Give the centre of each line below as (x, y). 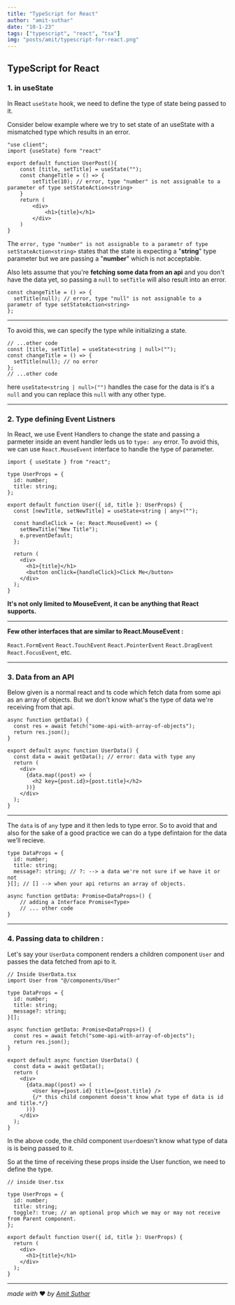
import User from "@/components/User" (64, 981)
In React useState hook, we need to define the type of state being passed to (117, 103)
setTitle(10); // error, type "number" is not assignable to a (126, 182)
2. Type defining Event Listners (61, 419)
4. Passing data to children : (55, 938)
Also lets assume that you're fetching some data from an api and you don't (116, 272)
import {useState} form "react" (54, 151)
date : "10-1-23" (31, 27)
